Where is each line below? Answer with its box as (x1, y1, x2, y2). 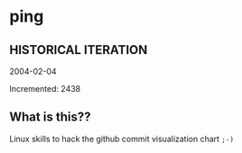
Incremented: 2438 (9, 84, 81, 94)
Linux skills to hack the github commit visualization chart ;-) (9, 133, 235, 144)
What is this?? (9, 110, 91, 125)
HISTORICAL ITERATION (9, 42, 148, 58)
